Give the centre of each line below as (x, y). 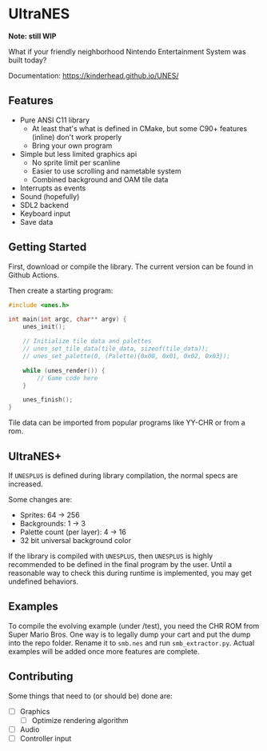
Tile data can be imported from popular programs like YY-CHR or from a (127, 423)
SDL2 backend (44, 205)
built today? (28, 60)
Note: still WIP (32, 36)
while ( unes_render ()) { (64, 370)
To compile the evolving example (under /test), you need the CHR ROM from (134, 625)
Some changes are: (40, 499)
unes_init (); (44, 327)
